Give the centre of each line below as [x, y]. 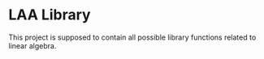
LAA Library [50, 15]
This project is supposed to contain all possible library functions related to [132, 37]
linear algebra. [32, 45]
